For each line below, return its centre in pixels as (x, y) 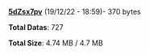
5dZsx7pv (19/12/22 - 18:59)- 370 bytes (74, 12)
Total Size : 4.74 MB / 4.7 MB (56, 43)
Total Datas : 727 (36, 27)
